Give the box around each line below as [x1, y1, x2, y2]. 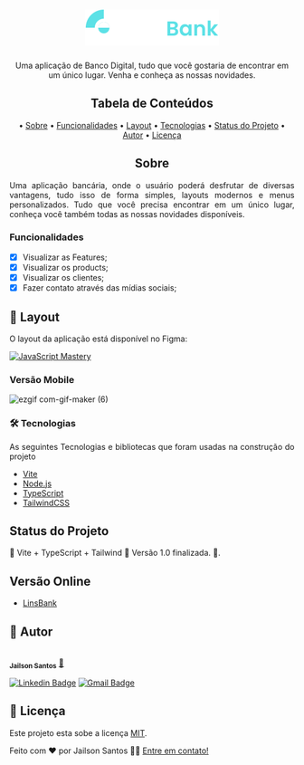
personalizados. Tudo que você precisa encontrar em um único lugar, [9, 199, 295, 210]
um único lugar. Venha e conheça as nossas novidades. [48, 69, 256, 81]
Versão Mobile [9, 373, 75, 386]
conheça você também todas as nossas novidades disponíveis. [9, 208, 245, 219]
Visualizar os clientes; [22, 272, 105, 282]
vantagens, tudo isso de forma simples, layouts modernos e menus [9, 189, 295, 200]
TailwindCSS [22, 497, 71, 508]
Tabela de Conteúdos [90, 96, 214, 111]
